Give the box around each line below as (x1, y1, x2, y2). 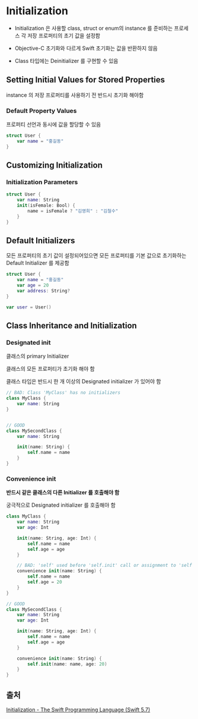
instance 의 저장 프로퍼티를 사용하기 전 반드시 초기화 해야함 (6, 91, 144, 99)
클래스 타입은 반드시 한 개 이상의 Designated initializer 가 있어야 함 (6, 378, 161, 385)
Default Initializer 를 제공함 (6, 260, 69, 267)
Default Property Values (6, 106, 77, 115)
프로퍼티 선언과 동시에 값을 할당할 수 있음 (6, 121, 101, 128)
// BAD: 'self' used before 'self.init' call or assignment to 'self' (17, 563, 195, 569)
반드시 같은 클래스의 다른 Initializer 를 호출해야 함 (6, 489, 120, 496)
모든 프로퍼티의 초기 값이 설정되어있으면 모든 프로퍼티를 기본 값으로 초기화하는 (6, 252, 187, 259)
